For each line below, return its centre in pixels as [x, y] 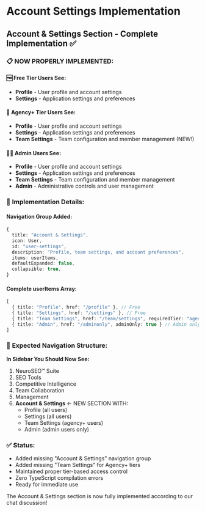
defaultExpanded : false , [43, 263]
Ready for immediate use [46, 485]
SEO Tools [28, 377]
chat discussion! [27, 503]
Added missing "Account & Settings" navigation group [83, 458]
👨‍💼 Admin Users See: [34, 153]
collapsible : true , [37, 269]
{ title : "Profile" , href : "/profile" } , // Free [76, 307]
